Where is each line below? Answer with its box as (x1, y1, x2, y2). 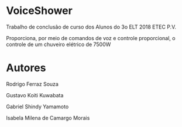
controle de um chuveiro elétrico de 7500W (6, 41, 111, 48)
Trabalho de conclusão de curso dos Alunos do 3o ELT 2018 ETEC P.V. (6, 23, 177, 30)
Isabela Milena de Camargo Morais (6, 114, 90, 121)
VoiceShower (6, 4, 73, 17)
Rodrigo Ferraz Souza (6, 80, 59, 87)
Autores (6, 61, 46, 75)
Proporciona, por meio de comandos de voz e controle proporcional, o (6, 34, 176, 41)
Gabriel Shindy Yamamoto (6, 103, 69, 110)
